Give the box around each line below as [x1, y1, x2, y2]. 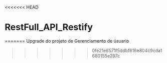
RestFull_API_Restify [5, 22, 93, 33]
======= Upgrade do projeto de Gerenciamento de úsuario [5, 38, 129, 44]
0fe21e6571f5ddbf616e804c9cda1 [92, 47, 162, 54]
